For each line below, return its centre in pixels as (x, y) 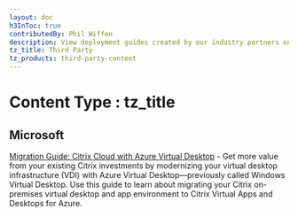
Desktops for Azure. (46, 203)
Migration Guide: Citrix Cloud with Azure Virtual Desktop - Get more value (144, 156)
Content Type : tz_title (92, 102)
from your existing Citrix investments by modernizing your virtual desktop (143, 166)
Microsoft (37, 135)
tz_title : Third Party (51, 50)
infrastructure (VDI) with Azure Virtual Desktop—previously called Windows (147, 175)
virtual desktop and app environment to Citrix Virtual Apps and (159, 194)
